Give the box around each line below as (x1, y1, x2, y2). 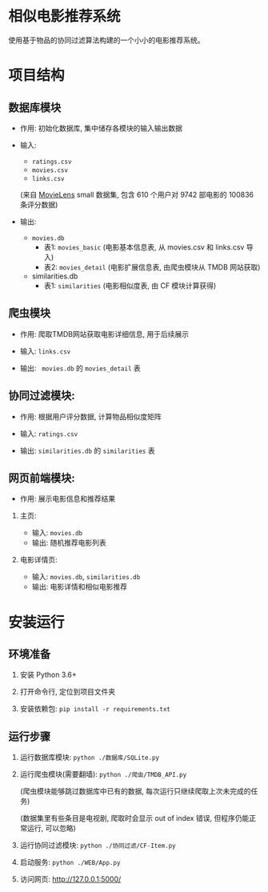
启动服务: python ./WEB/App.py (19, 858, 121, 867)
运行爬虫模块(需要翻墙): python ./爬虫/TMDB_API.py (19, 770, 187, 779)
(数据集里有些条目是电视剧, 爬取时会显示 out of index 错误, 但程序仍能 (19, 814, 250, 823)
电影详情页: (19, 555, 58, 565)
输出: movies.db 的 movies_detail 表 (19, 363, 142, 373)
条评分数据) (19, 199, 58, 209)
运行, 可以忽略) (26, 823, 76, 833)
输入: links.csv (19, 346, 71, 356)
